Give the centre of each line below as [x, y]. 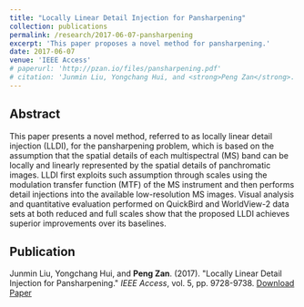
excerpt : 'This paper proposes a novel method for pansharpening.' [140, 43]
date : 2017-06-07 [42, 52]
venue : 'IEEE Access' [51, 60]
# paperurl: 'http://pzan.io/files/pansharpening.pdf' [116, 69]
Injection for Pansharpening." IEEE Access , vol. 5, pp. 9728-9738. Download [152, 283]
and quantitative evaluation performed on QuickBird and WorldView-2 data [149, 204]
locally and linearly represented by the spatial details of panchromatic [140, 165]
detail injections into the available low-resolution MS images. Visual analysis [152, 194]
